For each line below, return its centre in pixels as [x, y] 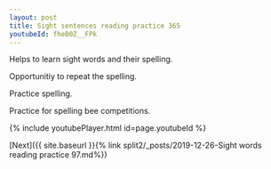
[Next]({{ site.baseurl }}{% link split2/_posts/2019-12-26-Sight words [135, 145]
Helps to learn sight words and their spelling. [91, 60]
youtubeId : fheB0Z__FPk [53, 34]
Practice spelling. [41, 93]
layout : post [33, 17]
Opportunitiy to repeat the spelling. [73, 76]
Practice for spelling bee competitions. [80, 111]
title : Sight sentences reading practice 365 [95, 26]
